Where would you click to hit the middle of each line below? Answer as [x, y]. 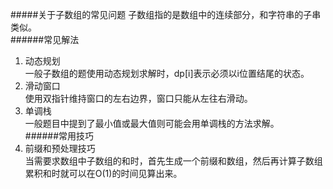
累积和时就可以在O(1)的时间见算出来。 [103, 173]
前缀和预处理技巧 [60, 148]
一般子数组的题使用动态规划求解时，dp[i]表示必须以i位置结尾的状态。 [167, 73]
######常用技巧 [59, 136]
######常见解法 [45, 39]
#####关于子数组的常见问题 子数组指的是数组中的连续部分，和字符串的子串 [166, 14]
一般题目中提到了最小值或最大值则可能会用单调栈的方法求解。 [152, 123]
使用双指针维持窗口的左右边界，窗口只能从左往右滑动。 [138, 98]
